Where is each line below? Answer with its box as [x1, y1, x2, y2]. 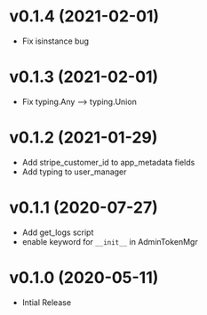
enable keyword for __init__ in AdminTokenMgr [21, 236, 198, 246]
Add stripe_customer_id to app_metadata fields [21, 157, 195, 167]
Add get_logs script [21, 227, 94, 238]
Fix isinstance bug [21, 36, 90, 46]
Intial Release [21, 296, 72, 308]
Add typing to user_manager [21, 166, 127, 177]
